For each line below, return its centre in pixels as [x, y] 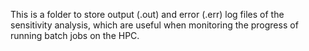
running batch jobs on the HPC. [75, 35]
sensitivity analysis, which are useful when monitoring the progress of [154, 25]
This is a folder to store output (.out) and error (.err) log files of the [147, 14]
